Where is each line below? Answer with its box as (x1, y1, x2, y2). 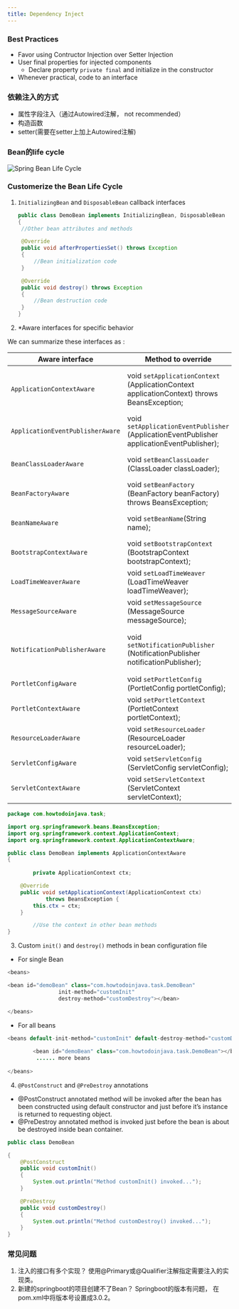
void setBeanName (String (127, 513, 206, 523)
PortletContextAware (11, 705, 80, 713)
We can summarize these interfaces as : (7, 337, 125, 346)
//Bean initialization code (33, 258, 117, 265)
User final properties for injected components (17, 58, 152, 66)
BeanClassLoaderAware (11, 460, 84, 468)
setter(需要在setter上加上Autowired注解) (17, 128, 137, 136)
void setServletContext (127, 774, 206, 784)
